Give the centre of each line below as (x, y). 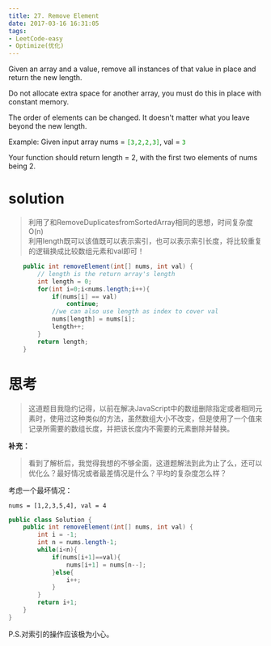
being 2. (22, 166)
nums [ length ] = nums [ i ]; (93, 319)
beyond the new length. (48, 126)
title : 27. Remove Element (54, 16)
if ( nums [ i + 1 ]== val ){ (86, 557)
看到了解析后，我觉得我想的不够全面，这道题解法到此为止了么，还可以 (145, 463)
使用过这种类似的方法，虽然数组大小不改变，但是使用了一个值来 (156, 419)
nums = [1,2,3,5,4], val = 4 (57, 506)
